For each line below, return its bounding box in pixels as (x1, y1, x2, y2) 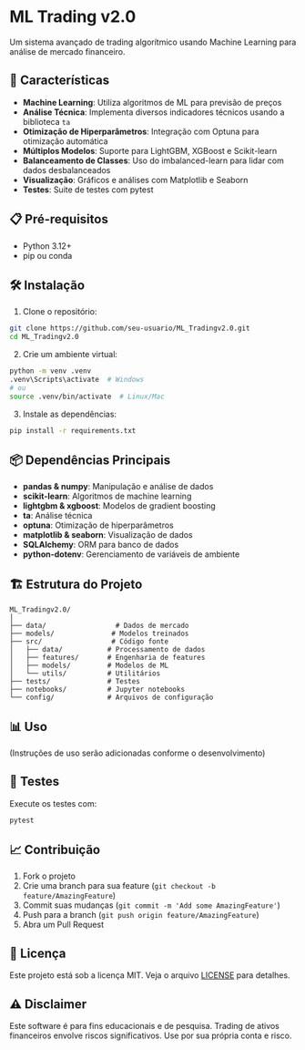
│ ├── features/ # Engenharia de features (9, 654, 206, 663)
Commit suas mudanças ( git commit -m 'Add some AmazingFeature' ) (22, 900, 280, 911)
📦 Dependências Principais (9, 452, 171, 468)
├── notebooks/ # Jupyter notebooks (9, 685, 185, 695)
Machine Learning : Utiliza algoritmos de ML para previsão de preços (22, 97, 282, 108)
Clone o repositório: (22, 306, 97, 317)
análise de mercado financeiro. (9, 46, 126, 57)
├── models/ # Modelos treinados (9, 629, 189, 639)
